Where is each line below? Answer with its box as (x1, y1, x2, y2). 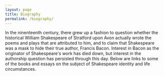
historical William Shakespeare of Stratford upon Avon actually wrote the (5, 35, 152, 41)
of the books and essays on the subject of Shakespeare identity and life (5, 61, 150, 67)
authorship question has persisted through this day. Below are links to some (5, 56, 159, 62)
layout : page (5, 7, 32, 12)
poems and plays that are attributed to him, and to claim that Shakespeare (5, 40, 155, 46)
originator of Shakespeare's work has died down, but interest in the (5, 51, 141, 56)
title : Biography (5, 12, 41, 17)
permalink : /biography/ (5, 16, 54, 21)
